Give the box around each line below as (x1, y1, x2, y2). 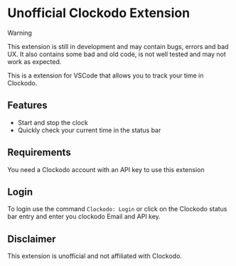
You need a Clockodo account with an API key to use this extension (7, 165, 205, 174)
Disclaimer (7, 233, 56, 245)
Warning (7, 28, 32, 37)
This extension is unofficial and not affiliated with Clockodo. (7, 252, 183, 260)
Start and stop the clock (17, 118, 89, 127)
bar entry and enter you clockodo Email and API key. (7, 212, 161, 221)
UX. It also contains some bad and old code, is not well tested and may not (7, 50, 226, 58)
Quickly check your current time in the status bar (17, 126, 161, 134)
